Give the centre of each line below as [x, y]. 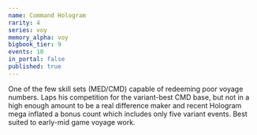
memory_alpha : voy [38, 37]
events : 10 [26, 52]
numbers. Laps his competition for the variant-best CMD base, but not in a [129, 97]
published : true [35, 67]
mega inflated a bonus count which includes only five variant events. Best [128, 114]
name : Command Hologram [47, 15]
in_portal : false [37, 60]
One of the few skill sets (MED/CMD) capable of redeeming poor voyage [126, 89]
